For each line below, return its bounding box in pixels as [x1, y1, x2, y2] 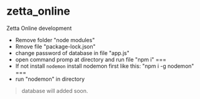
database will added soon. [21, 87, 88, 94]
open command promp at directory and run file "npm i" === [15, 56, 167, 63]
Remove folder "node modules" [15, 36, 95, 43]
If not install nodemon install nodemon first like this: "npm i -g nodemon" [15, 62, 194, 70]
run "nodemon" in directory [15, 75, 85, 82]
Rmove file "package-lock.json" [15, 43, 96, 50]
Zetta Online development [6, 24, 72, 32]
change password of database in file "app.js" [15, 49, 130, 56]
